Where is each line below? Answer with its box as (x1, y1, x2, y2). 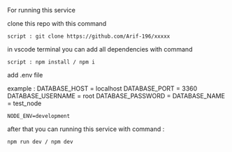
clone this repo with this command (7, 20, 107, 27)
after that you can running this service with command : (7, 125, 165, 133)
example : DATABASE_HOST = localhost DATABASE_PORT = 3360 (7, 84, 198, 93)
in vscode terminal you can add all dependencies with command (7, 45, 193, 53)
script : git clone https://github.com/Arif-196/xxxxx (7, 33, 171, 40)
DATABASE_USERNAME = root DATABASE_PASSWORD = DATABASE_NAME (7, 92, 226, 100)
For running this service (7, 6, 75, 14)
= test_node (7, 99, 42, 107)
